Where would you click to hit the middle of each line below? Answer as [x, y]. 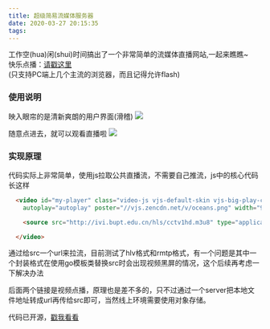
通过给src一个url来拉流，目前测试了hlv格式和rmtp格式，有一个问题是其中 [129, 253]
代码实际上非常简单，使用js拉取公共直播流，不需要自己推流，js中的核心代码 [133, 175]
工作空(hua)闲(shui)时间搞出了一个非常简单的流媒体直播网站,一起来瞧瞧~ [129, 55]
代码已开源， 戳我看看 [43, 317]
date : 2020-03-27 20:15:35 [53, 23]
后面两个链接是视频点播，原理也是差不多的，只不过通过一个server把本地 [128, 290]
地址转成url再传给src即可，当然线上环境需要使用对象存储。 [112, 300]
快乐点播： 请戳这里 [40, 64]
